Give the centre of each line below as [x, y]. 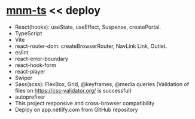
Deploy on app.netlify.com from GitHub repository [77, 109]
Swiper [24, 78]
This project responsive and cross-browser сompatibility [85, 103]
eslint [22, 52]
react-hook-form [36, 65]
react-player [30, 71]
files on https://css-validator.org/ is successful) [73, 90]
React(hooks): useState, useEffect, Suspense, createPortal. [88, 27]
